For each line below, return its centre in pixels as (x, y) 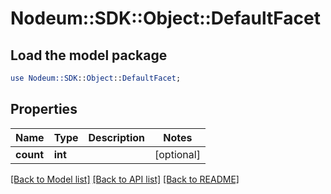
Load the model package (89, 55)
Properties (44, 109)
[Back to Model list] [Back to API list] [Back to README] (125, 179)
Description (116, 137)
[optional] (177, 154)
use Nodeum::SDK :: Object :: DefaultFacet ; (96, 78)
